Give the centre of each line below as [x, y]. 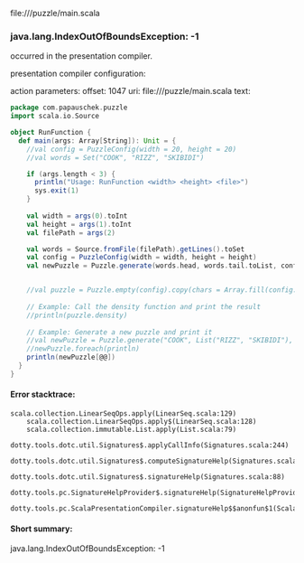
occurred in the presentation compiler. [81, 56]
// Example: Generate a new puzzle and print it [120, 332]
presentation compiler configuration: [78, 74]
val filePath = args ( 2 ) [71, 233]
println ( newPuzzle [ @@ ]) [71, 357]
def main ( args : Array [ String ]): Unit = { [97, 141]
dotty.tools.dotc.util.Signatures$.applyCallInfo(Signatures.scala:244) [150, 446]
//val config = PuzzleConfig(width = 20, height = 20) [132, 149]
